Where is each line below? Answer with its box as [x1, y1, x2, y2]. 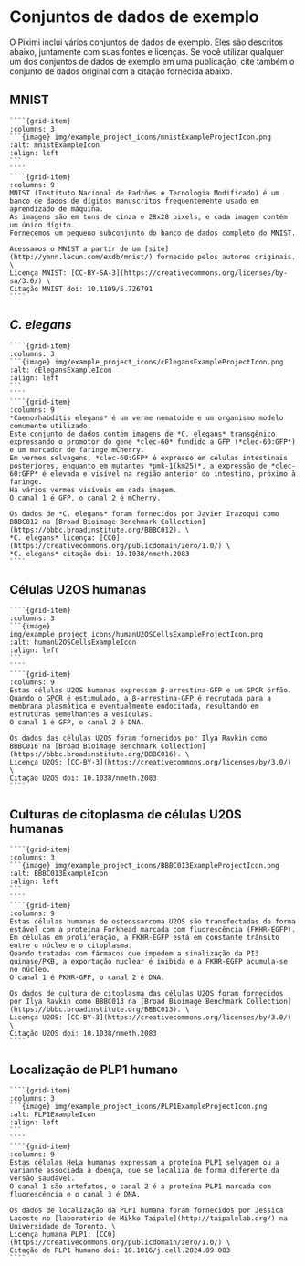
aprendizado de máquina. [9, 204, 104, 214]
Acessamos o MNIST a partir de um [9, 244, 142, 253]
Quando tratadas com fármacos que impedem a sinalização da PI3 [9, 949, 259, 958]
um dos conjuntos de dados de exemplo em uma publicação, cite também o [9, 56, 295, 67]
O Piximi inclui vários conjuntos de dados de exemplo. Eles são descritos [9, 37, 284, 47]
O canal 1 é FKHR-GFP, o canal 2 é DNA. [9, 973, 166, 983]
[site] [144, 244, 170, 253]
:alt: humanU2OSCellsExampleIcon [9, 638, 137, 648]
